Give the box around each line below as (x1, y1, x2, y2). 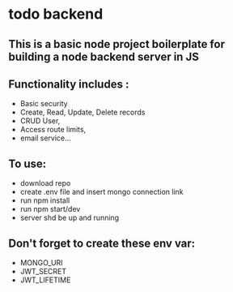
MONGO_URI (19, 258, 63, 268)
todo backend (8, 5, 104, 24)
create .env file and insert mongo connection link (19, 187, 184, 197)
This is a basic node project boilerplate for (8, 37, 225, 51)
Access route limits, (19, 125, 87, 135)
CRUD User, (19, 116, 61, 126)
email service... (19, 133, 71, 143)
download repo (19, 178, 71, 188)
